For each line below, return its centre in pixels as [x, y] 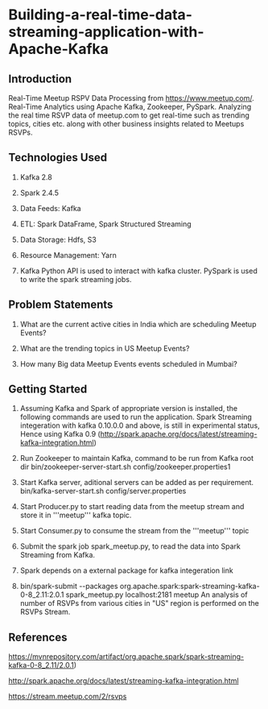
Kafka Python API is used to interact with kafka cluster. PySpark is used [138, 271]
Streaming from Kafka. [57, 555]
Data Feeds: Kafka [51, 208]
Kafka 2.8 [36, 177]
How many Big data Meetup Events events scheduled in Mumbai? [128, 363]
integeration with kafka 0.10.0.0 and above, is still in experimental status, [140, 425]
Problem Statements [61, 305]
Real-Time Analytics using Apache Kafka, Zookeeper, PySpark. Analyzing [130, 107]
